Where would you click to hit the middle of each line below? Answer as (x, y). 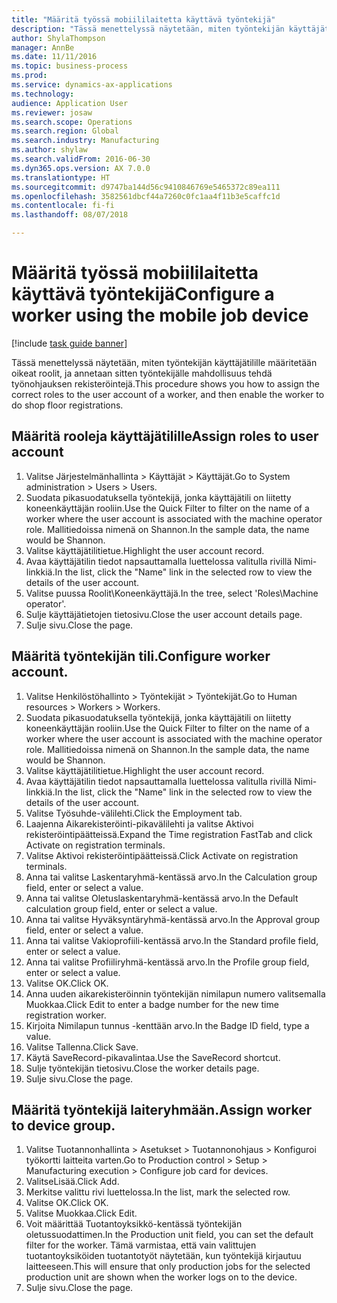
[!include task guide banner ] (69, 343)
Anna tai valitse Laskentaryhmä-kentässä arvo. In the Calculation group (171, 877)
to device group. (63, 1125)
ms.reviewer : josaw (52, 112)
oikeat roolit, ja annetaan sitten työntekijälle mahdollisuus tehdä (142, 373)
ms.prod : (29, 76)
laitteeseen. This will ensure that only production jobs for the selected (168, 1267)
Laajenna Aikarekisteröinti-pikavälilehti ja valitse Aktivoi (139, 823)
